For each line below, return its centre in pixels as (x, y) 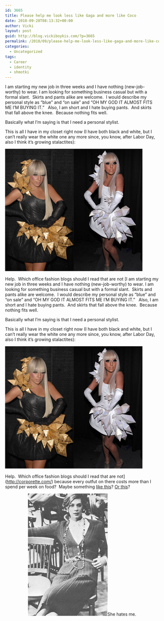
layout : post (18, 31)
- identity (20, 67)
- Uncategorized (26, 51)
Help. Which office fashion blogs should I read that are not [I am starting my (82, 279)
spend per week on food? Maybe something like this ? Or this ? (68, 487)
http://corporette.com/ (29, 482)
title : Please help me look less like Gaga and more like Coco (71, 15)
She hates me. (122, 614)
